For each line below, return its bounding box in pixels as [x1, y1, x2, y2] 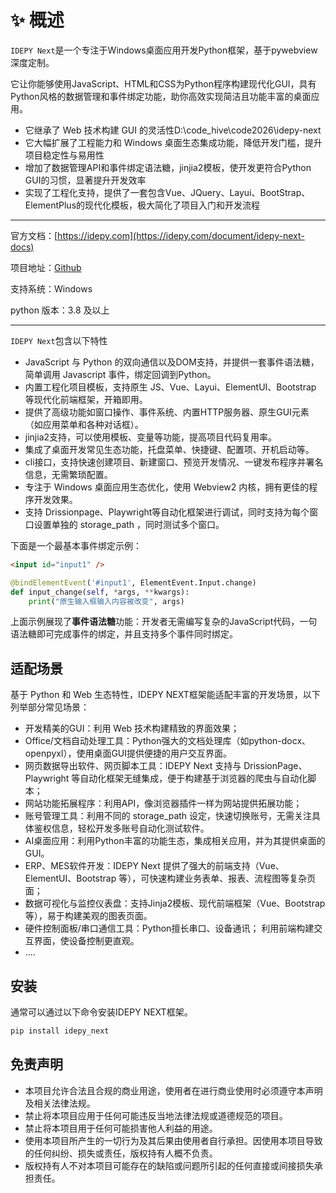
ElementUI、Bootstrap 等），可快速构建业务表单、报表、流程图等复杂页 [24, 872, 317, 885]
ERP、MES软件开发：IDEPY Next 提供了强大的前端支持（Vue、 [24, 860, 285, 872]
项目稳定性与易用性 [24, 149, 105, 161]
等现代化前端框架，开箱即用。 [24, 393, 148, 405]
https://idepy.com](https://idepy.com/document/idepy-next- [57, 229, 305, 241]
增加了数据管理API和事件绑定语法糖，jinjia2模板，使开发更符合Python [24, 161, 312, 173]
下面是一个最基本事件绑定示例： [10, 539, 142, 551]
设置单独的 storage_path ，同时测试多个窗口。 [33, 518, 225, 530]
